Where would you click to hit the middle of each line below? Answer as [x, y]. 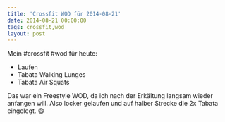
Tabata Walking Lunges [51, 75]
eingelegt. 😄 [26, 111]
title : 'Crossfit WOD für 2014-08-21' [64, 14]
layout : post [26, 33]
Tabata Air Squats [43, 83]
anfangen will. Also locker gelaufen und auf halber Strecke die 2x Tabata [113, 104]
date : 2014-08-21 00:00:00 [47, 20]
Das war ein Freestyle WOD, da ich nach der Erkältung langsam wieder [110, 96]
